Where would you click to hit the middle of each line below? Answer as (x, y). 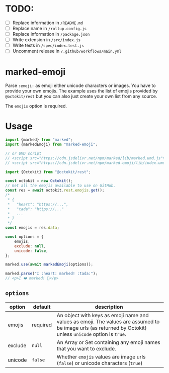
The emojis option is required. (36, 106)
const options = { (24, 237)
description (109, 307)
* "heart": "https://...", (38, 204)
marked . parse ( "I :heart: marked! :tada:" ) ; (52, 274)
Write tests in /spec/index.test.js (48, 45)
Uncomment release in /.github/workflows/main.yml (67, 51)
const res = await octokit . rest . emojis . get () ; (55, 191)
